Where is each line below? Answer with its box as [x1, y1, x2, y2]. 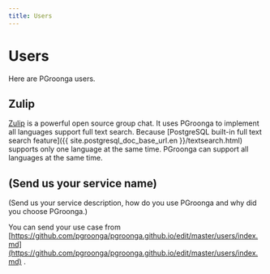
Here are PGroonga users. [8, 74, 96, 83]
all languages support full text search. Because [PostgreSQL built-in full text [8, 127, 262, 137]
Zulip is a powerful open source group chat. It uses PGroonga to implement [8, 118, 259, 128]
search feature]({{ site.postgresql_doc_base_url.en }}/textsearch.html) [8, 135, 243, 146]
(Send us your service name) [8, 176, 157, 191]
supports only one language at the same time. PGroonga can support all [8, 144, 249, 154]
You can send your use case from [8, 222, 122, 232]
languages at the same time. [8, 153, 103, 163]
